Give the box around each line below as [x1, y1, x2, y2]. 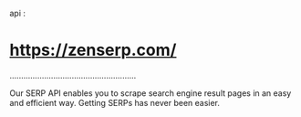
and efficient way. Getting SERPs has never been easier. [9, 97, 221, 108]
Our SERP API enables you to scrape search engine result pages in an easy [9, 87, 292, 99]
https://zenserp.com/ [9, 40, 177, 60]
